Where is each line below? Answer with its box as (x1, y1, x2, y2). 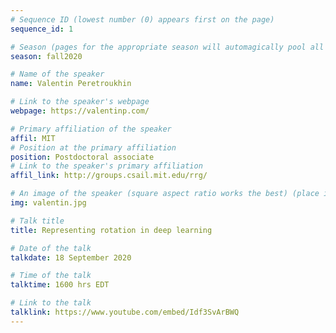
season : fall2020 (10, 51, 83, 61)
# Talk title (10, 216, 65, 226)
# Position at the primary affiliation (10, 142, 177, 153)
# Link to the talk (10, 298, 92, 308)
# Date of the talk (10, 243, 92, 253)
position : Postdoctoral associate (10, 152, 155, 162)
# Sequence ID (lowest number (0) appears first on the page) (10, 14, 275, 25)
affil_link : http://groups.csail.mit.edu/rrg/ (10, 171, 208, 181)
